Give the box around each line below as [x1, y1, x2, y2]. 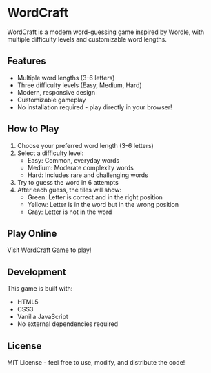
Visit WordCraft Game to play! [7, 246, 92, 254]
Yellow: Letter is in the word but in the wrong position [27, 200, 179, 208]
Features [7, 55, 46, 67]
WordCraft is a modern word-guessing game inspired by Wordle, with [7, 28, 205, 36]
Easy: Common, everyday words [27, 156, 120, 164]
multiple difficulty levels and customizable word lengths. [7, 35, 167, 43]
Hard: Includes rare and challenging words [27, 171, 148, 179]
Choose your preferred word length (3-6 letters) [17, 141, 154, 149]
